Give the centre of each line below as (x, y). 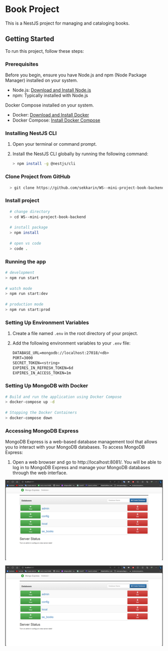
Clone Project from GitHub (38, 177)
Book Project (32, 9)
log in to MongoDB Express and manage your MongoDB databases (81, 468)
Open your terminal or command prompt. (54, 144)
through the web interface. (40, 473)
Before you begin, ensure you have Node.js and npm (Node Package (76, 75)
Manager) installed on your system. (42, 80)
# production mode (24, 304)
